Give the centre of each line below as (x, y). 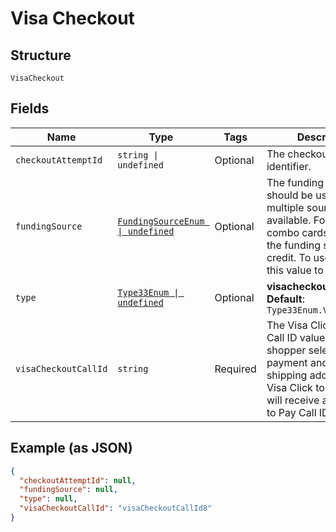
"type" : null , (48, 499)
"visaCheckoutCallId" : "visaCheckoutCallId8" (116, 508)
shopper (286, 350)
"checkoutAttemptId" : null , (78, 480)
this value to (295, 270)
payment (287, 362)
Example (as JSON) (71, 448)
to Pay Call (291, 412)
